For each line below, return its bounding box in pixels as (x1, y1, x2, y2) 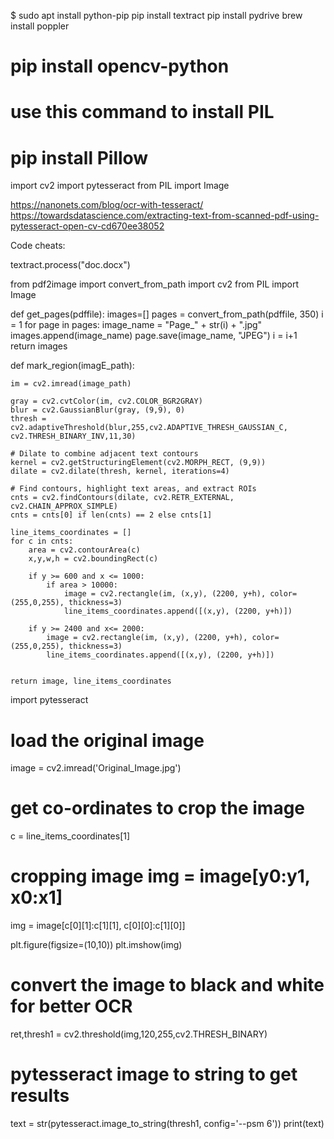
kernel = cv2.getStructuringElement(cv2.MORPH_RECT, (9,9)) (10, 458, 267, 468)
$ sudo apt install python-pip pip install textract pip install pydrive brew (10, 10, 303, 21)
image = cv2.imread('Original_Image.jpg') (10, 762, 182, 774)
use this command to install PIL (10, 101, 275, 124)
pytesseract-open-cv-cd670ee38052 (10, 220, 165, 232)
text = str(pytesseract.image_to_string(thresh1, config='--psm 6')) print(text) (10, 1118, 325, 1129)
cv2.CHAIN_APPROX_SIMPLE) (10, 501, 118, 512)
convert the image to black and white (10, 974, 325, 997)
